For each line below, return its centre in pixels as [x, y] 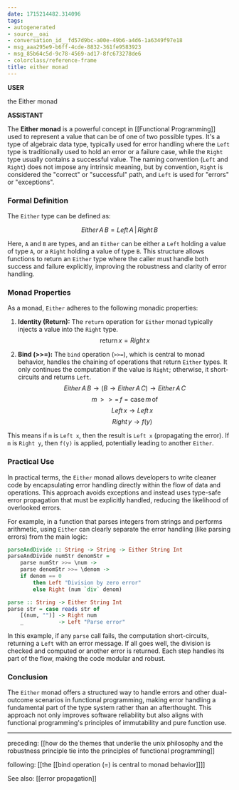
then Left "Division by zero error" [87, 582]
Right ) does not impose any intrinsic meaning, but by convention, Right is [115, 167]
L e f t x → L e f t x [132, 410]
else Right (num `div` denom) [78, 589]
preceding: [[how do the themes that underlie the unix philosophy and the [115, 744]
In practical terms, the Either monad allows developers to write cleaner [112, 477]
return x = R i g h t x [125, 340]
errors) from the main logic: [48, 537]
